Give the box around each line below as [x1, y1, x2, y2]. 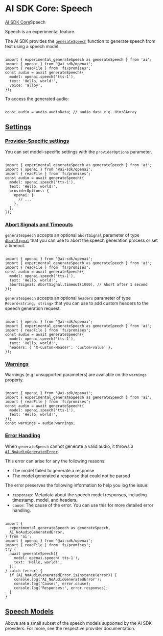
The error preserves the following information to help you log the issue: [5, 482, 149, 488]
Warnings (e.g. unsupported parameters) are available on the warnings [5, 372, 147, 378]
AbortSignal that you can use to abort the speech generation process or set [5, 237, 158, 243]
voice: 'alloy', [9, 83, 43, 88]
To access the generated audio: [5, 96, 69, 102]
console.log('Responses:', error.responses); [14, 585, 109, 590]
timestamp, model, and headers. [12, 497, 78, 503]
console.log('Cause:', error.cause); [14, 581, 91, 586]
